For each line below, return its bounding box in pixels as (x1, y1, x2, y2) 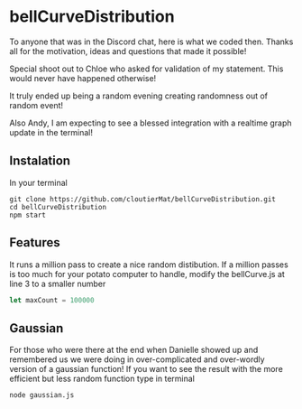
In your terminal (9, 177, 68, 188)
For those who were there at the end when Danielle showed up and (9, 345, 259, 356)
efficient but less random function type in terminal (9, 373, 196, 385)
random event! (9, 99, 64, 110)
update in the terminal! (9, 126, 93, 137)
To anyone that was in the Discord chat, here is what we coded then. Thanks (9, 36, 294, 47)
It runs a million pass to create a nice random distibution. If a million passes (9, 259, 288, 270)
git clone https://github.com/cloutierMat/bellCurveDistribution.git (9, 194, 277, 204)
